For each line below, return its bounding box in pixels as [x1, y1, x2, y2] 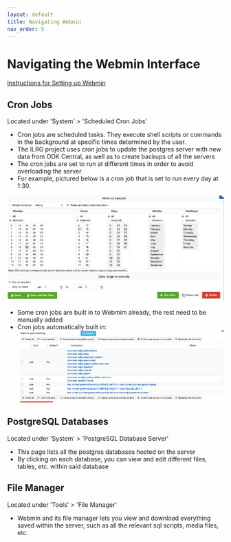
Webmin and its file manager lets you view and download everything [16, 514, 211, 522]
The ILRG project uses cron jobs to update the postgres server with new [16, 145, 221, 154]
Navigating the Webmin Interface [7, 56, 201, 72]
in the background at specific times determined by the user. [16, 138, 187, 146]
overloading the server [16, 167, 82, 176]
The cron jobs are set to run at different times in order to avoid [16, 160, 194, 168]
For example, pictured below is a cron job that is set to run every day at [16, 174, 219, 183]
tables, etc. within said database [16, 462, 109, 470]
